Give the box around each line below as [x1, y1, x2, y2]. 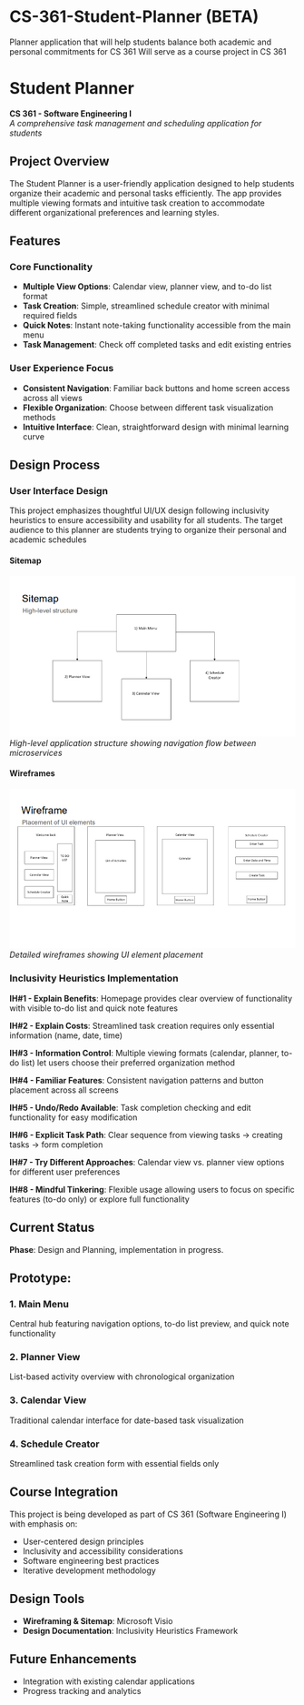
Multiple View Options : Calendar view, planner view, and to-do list [22, 281, 272, 292]
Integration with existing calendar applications [22, 1676, 195, 1687]
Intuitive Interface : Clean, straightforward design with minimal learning [22, 421, 289, 432]
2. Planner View [9, 1351, 81, 1364]
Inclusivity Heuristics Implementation [9, 972, 179, 984]
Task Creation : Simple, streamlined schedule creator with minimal [22, 300, 270, 311]
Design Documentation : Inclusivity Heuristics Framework [22, 1625, 239, 1636]
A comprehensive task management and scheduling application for [9, 117, 262, 128]
